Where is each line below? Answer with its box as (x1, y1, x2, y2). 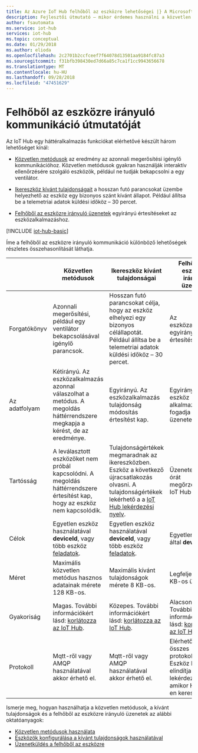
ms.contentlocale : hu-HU (6, 69, 67, 75)
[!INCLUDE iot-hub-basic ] (6, 227, 69, 234)
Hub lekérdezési (108, 502, 154, 511)
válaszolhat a (52, 390, 90, 398)
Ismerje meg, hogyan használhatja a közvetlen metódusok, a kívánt (6, 704, 169, 711)
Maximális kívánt (108, 566, 156, 574)
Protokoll (9, 663, 34, 671)
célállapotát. (108, 328, 143, 336)
